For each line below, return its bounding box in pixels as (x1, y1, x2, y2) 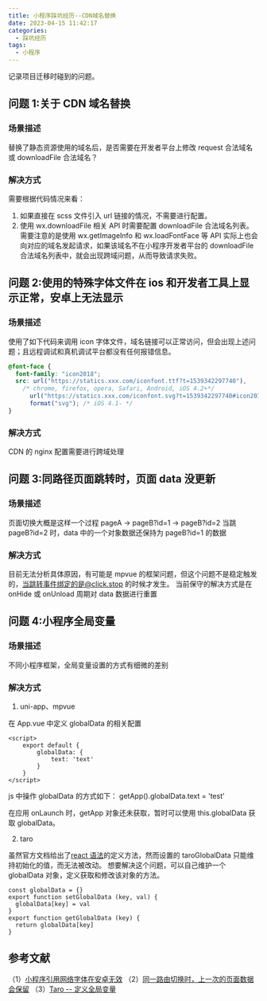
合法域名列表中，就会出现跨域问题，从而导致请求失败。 (19, 250, 201, 260)
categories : (8, 26, 48, 34)
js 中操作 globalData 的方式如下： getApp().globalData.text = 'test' (8, 792, 225, 801)
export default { (22, 741, 80, 749)
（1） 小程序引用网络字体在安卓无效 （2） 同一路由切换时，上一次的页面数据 (8, 974, 254, 983)
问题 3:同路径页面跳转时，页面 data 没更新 (8, 472, 216, 486)
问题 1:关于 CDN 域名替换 (8, 97, 131, 111)
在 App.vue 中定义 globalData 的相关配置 (8, 718, 141, 729)
